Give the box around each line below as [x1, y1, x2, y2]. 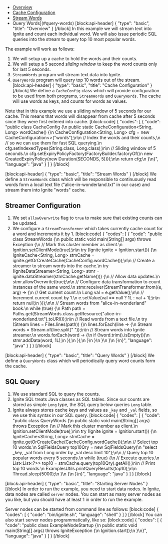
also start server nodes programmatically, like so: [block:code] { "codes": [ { [5, 516, 162, 523]
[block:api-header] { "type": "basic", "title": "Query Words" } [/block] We [5, 352, 155, 358]
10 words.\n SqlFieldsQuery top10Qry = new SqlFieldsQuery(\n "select [12, 444, 157, 450]
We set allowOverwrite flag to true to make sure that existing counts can [12, 215, 162, 221]
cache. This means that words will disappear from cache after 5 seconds [5, 113, 155, 119]
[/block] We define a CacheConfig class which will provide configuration [12, 88, 159, 93]
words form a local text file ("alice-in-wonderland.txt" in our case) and [5, 182, 150, 188]
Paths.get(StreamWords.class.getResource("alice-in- [12, 310, 122, 316]
